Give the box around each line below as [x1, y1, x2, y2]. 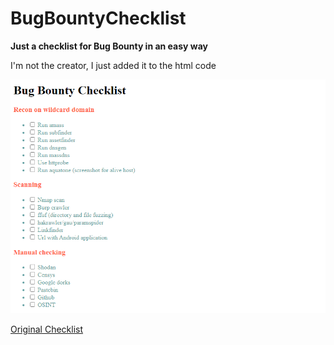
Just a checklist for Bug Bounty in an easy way [10, 40, 208, 52]
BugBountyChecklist [10, 7, 187, 30]
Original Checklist [10, 323, 84, 335]
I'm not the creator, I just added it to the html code [10, 59, 217, 71]
